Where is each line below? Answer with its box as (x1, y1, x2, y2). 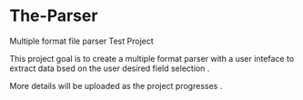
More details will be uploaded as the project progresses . (9, 80, 223, 91)
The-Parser (9, 5, 98, 26)
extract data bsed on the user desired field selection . (9, 63, 210, 74)
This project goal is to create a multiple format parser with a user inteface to (9, 53, 295, 64)
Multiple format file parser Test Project (9, 35, 155, 46)
